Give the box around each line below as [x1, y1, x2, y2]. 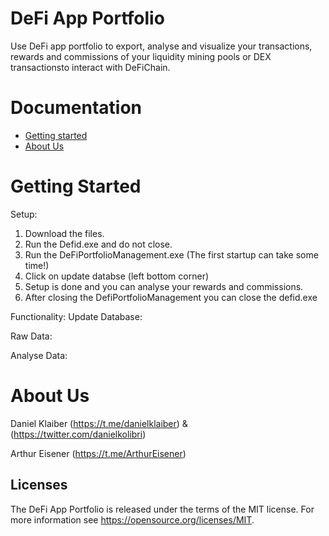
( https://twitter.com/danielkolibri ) [10, 428, 147, 440]
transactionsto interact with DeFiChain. [10, 61, 171, 73]
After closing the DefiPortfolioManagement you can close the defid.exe [24, 291, 318, 303]
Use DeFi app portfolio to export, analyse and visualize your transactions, [10, 40, 313, 52]
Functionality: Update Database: [10, 310, 143, 322]
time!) [24, 259, 50, 271]
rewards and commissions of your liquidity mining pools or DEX [10, 50, 272, 62]
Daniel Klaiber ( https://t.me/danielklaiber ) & [10, 417, 188, 429]
